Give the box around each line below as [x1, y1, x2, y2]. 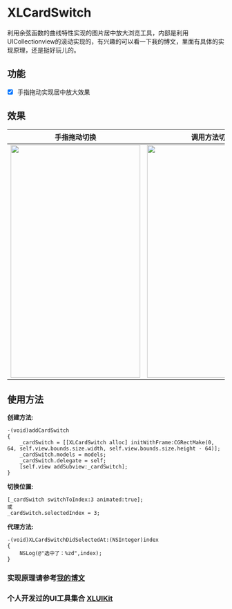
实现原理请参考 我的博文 [7, 573, 85, 583]
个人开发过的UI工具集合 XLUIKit [7, 594, 113, 603]
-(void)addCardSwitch [7, 427, 70, 434]
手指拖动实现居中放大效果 [17, 88, 90, 96]
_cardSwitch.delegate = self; [19, 457, 107, 464]
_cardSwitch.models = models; [19, 451, 107, 458]
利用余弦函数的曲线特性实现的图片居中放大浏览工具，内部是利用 [7, 28, 188, 37]
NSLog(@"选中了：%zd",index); [19, 550, 102, 557]
